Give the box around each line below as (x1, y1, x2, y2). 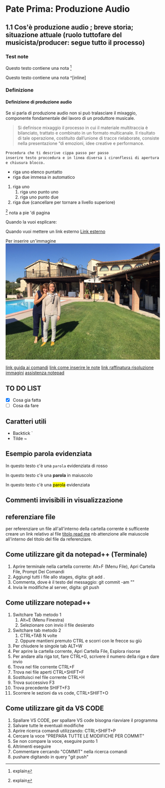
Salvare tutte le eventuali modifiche (12, 722, 84, 728)
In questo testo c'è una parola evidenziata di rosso (5, 463, 108, 469)
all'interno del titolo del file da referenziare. (5, 536, 93, 542)
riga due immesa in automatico (12, 174, 75, 180)
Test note (5, 53, 29, 60)
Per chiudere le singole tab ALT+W (12, 643, 83, 649)
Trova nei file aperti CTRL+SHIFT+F (12, 669, 84, 675)
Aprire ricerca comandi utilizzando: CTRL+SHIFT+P (12, 728, 117, 733)
